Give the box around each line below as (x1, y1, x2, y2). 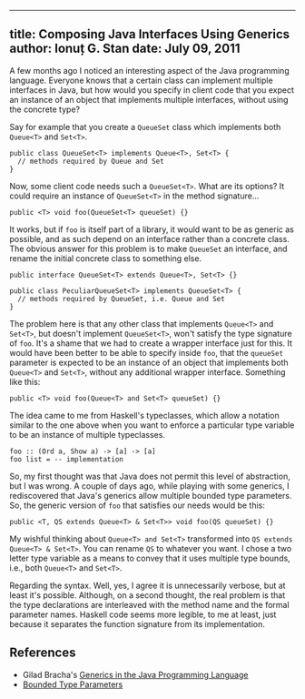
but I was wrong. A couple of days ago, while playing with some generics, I (9, 480, 290, 491)
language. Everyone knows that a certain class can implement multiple (9, 75, 274, 86)
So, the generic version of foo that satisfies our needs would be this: (9, 500, 265, 511)
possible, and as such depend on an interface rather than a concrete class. (9, 233, 290, 244)
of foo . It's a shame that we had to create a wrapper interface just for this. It (9, 338, 293, 349)
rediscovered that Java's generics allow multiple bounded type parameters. (9, 490, 292, 501)
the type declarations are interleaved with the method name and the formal (9, 599, 290, 610)
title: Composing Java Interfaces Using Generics (9, 26, 290, 42)
